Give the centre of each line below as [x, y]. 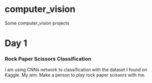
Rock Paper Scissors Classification [48, 59]
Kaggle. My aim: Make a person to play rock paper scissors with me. [75, 75]
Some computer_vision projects [37, 23]
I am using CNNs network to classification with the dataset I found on [76, 70]
